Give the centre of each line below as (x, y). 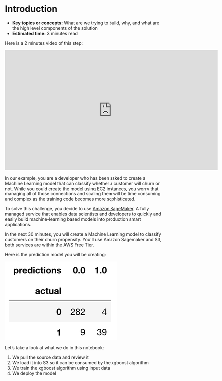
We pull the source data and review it (50, 357)
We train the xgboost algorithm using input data (61, 368)
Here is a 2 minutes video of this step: (44, 43)
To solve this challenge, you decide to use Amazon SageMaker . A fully (77, 208)
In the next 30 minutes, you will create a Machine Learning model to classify (83, 234)
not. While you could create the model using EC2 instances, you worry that (82, 189)
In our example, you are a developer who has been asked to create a (75, 178)
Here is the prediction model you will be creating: (55, 254)
